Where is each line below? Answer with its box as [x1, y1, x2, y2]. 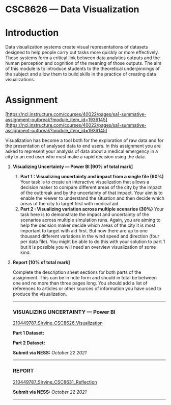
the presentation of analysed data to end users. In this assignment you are [5, 143, 161, 149]
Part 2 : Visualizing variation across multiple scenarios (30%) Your [20, 206, 164, 212]
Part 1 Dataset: [12, 330, 45, 336]
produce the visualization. [12, 291, 67, 297]
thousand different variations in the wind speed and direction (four [20, 233, 160, 240]
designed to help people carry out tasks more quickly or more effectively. [5, 50, 159, 56]
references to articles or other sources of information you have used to [12, 285, 162, 292]
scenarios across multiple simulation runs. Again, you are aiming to [20, 217, 161, 223]
